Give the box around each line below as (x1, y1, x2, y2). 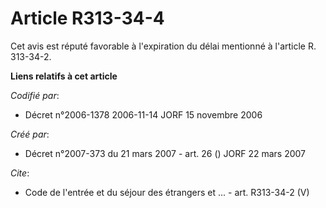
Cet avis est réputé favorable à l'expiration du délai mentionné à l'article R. (10, 40, 317, 52)
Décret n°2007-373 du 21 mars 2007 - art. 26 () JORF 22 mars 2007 (24, 147, 307, 159)
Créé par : (10, 128, 50, 140)
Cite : (10, 167, 30, 179)
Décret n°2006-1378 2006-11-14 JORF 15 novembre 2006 (24, 108, 263, 121)
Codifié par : (10, 89, 60, 101)
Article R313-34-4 (10, 7, 165, 30)
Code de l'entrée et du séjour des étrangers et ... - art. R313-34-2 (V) (24, 186, 310, 198)
